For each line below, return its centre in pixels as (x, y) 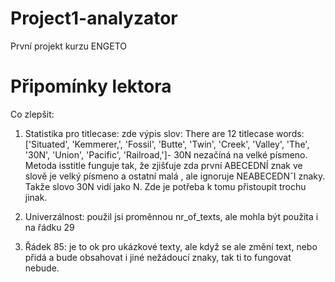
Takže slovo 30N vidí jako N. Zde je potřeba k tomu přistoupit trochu (165, 186)
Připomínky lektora (91, 86)
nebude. (42, 268)
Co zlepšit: (32, 114)
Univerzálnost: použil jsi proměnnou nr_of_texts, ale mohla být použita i (171, 216)
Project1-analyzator (94, 18)
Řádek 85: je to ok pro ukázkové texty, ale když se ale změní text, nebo (171, 246)
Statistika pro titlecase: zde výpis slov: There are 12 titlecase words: (164, 133)
